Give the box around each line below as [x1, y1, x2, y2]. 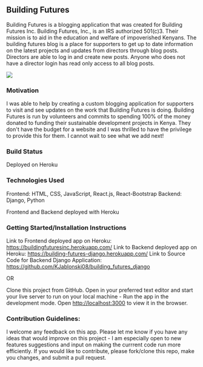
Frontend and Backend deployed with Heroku [6, 208, 119, 215]
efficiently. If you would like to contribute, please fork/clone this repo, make [6, 348, 195, 355]
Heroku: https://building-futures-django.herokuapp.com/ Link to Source [6, 250, 186, 257]
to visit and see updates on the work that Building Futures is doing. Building [6, 106, 195, 114]
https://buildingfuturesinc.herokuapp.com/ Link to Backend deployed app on [6, 244, 198, 251]
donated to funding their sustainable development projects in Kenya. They [6, 120, 191, 127]
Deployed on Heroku [6, 161, 58, 169]
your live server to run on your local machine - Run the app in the [6, 293, 169, 300]
